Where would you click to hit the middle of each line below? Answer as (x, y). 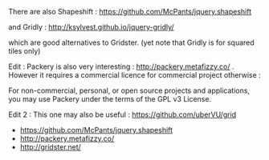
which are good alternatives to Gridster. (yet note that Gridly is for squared (131, 42)
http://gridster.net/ (51, 147)
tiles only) (24, 51)
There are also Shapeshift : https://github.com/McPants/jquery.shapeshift (130, 12)
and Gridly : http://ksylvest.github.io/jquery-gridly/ (91, 27)
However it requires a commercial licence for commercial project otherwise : (134, 75)
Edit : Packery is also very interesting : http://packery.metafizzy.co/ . (121, 66)
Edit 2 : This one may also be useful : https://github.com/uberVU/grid (122, 114)
